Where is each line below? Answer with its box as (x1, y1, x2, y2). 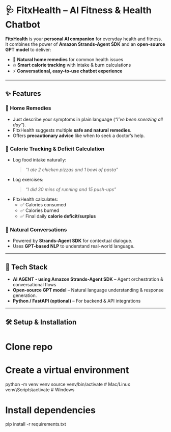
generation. (12, 292, 37, 299)
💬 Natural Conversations (5, 226, 67, 233)
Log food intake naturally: (12, 156, 67, 163)
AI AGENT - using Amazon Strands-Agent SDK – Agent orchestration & (12, 276, 164, 282)
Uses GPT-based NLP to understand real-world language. (12, 243, 135, 249)
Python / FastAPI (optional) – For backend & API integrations (12, 298, 141, 304)
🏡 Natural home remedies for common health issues (12, 56, 124, 62)
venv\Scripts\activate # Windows (5, 386, 75, 393)
